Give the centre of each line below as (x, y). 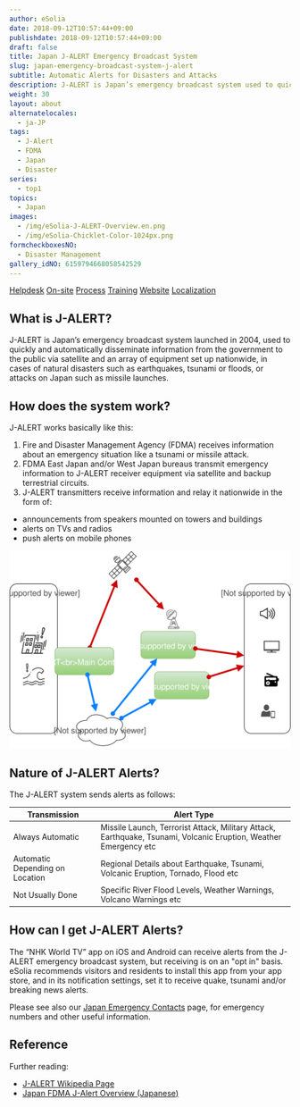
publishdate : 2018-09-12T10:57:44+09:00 (86, 38)
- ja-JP (32, 122)
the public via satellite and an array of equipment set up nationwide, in (138, 359)
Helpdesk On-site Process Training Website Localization (113, 290)
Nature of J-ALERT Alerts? (85, 773)
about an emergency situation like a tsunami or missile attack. (136, 454)
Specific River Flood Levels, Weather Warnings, (187, 890)
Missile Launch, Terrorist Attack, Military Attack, (188, 827)
